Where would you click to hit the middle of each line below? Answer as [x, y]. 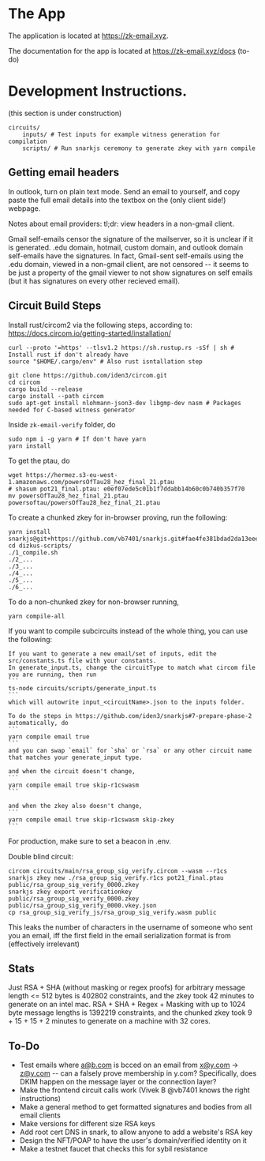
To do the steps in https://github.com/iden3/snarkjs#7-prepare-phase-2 [130, 716]
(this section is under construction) [65, 113]
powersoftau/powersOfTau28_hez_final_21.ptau [84, 502]
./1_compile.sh [33, 552]
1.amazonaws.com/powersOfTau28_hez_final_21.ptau [91, 482]
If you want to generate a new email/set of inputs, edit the [112, 654]
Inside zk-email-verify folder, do [62, 424]
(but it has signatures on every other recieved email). [94, 280]
